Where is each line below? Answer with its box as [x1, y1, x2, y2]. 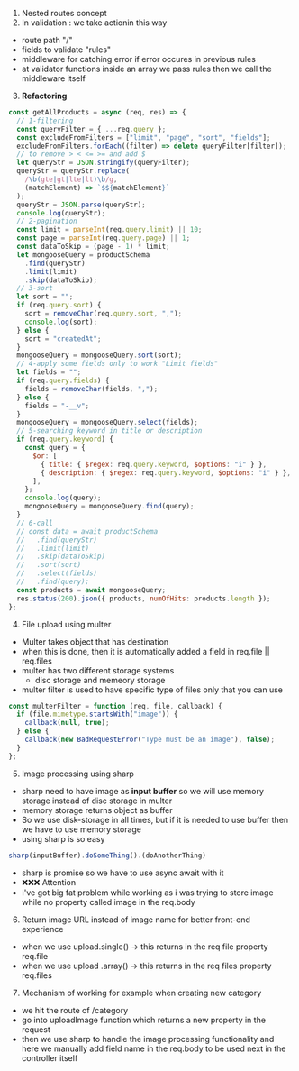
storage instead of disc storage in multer [21, 795, 173, 806]
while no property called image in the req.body [21, 896, 195, 907]
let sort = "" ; [16, 292, 74, 301]
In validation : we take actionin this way [21, 17, 168, 28]
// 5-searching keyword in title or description [16, 426, 203, 435]
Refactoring [21, 90, 68, 101]
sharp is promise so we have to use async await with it [21, 867, 224, 878]
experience [21, 923, 64, 934]
